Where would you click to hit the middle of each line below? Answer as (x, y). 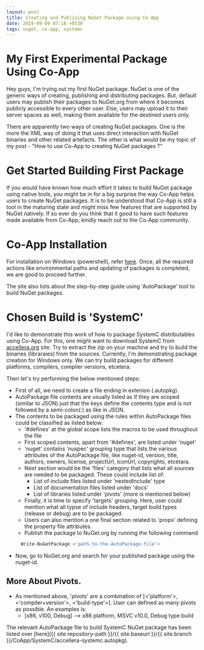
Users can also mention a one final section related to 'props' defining (111, 520)
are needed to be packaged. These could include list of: (94, 474)
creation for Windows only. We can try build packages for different (90, 360)
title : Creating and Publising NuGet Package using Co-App (83, 18)
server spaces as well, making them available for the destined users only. (98, 115)
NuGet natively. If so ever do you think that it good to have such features (97, 213)
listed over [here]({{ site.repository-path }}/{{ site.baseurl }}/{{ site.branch (99, 634)
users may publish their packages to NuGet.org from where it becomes (95, 102)
